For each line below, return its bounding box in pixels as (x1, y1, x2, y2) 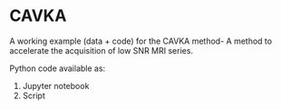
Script (22, 90, 45, 101)
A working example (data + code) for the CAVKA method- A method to (9, 35, 273, 46)
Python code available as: (9, 63, 106, 74)
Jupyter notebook (22, 80, 90, 91)
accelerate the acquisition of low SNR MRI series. (9, 45, 193, 55)
